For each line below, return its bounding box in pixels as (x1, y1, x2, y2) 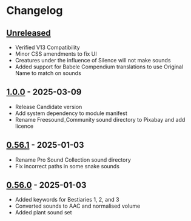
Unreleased (6, 28, 52, 38)
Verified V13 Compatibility (15, 44, 80, 51)
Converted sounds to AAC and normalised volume (15, 202, 141, 209)
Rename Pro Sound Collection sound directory (15, 156, 132, 163)
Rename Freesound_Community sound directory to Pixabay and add (15, 116, 186, 123)
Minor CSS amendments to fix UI (15, 50, 97, 58)
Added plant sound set (15, 209, 72, 216)
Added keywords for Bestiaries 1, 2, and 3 (15, 196, 119, 203)
